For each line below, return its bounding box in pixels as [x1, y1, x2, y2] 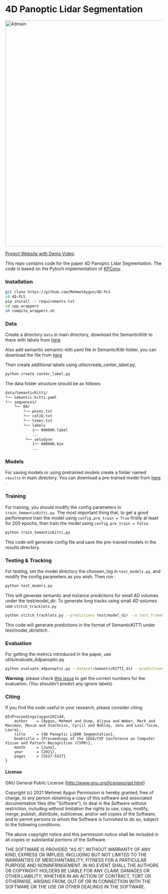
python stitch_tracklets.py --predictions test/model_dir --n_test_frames [5, 613, 164, 618]
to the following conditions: [5, 822, 61, 828]
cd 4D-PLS [5, 294, 26, 299]
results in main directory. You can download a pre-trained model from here [5, 475, 161, 481]
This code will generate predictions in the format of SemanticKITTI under [5, 622, 155, 628]
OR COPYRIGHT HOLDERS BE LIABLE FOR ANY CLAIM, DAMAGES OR [5, 868, 150, 874]
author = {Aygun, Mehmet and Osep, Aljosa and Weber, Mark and [14, 719, 155, 724]
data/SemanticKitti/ [5, 390, 48, 395]
